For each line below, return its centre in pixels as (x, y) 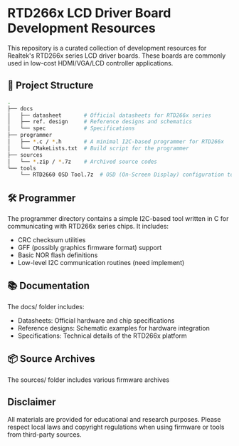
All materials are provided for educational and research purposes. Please (114, 419)
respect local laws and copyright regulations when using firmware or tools (116, 427)
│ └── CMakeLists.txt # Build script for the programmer (99, 148)
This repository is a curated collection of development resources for (107, 48)
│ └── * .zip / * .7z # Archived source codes (83, 162)
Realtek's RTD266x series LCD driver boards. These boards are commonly (117, 56)
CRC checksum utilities (52, 240)
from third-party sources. (44, 434)
